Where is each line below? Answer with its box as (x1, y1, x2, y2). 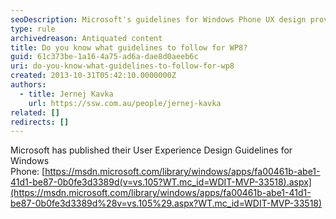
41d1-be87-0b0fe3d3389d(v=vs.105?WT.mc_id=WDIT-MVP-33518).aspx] (10, 176, 312, 188)
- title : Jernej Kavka (19, 89, 114, 99)
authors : (10, 80, 47, 90)
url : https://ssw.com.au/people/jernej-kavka (28, 98, 222, 108)
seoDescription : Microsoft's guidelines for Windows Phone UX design (10, 14, 307, 25)
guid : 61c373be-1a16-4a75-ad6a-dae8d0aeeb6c (10, 52, 199, 62)
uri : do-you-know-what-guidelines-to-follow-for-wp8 (10, 61, 235, 71)
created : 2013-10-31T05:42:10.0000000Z (10, 71, 177, 81)
